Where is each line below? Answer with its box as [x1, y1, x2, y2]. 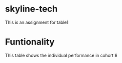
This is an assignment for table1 [5, 19, 69, 25]
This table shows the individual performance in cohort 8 [5, 52, 118, 58]
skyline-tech [5, 3, 58, 15]
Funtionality [5, 36, 55, 47]
